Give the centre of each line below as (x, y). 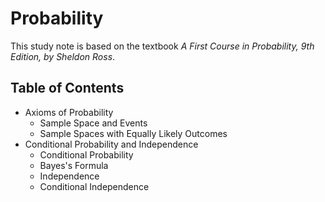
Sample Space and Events (93, 123)
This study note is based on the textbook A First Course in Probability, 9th (162, 46)
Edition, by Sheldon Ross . (63, 56)
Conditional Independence (94, 186)
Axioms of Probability (69, 112)
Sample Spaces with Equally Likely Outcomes (133, 133)
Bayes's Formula (74, 165)
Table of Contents (67, 88)
